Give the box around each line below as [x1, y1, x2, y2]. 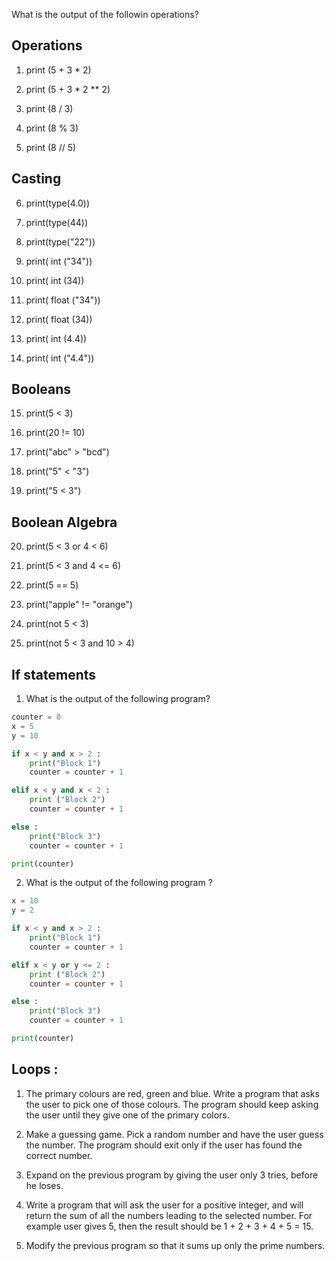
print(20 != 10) [25, 427, 86, 439]
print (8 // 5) [25, 141, 77, 153]
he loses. [25, 1179, 64, 1191]
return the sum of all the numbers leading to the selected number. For [25, 1209, 313, 1221]
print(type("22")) [25, 235, 96, 248]
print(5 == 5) [25, 579, 79, 591]
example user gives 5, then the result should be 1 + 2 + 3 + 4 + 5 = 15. [25, 1220, 314, 1232]
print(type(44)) [25, 216, 88, 228]
